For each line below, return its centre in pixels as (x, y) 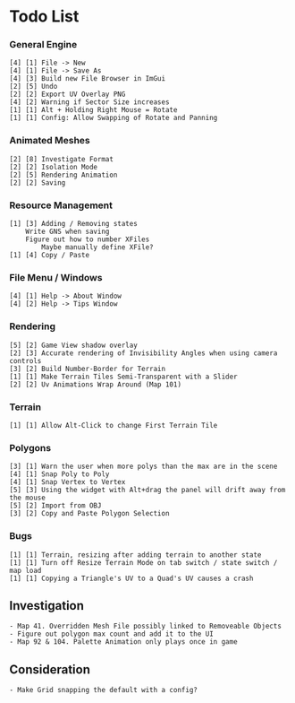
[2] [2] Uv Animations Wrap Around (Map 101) (95, 384)
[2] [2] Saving (38, 182)
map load (25, 570)
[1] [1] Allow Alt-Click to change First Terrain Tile (114, 425)
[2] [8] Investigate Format (62, 159)
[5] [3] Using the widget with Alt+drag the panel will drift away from (147, 490)
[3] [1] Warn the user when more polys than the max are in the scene (143, 467)
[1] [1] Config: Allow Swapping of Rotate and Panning (114, 118)
